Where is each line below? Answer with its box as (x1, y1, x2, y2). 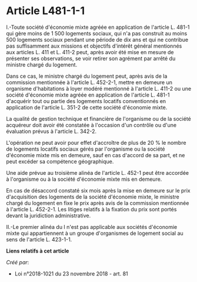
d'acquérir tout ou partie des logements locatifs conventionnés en (6, 97, 166, 104)
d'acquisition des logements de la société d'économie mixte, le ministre (6, 193, 179, 200)
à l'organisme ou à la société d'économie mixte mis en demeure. (6, 175, 162, 183)
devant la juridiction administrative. (6, 212, 91, 219)
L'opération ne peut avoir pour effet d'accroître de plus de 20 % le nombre (6, 139, 186, 146)
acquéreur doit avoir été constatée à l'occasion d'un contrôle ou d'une (6, 121, 177, 128)
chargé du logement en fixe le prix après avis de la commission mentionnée (6, 199, 189, 207)
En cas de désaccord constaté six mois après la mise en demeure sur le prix (6, 187, 191, 194)
